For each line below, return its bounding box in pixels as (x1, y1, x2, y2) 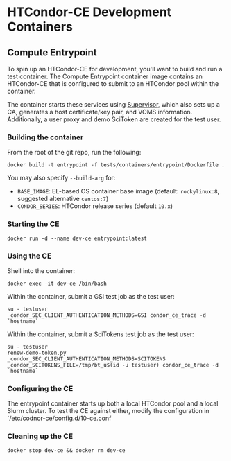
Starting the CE (7, 219, 60, 229)
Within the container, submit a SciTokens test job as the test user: (7, 330, 194, 338)
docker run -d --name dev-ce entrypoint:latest (7, 235, 148, 242)
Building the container (7, 132, 84, 142)
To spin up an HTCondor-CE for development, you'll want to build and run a (7, 65, 223, 73)
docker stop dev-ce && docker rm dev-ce (7, 447, 126, 454)
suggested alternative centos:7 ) (17, 195, 109, 203)
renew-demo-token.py (7, 349, 67, 356)
